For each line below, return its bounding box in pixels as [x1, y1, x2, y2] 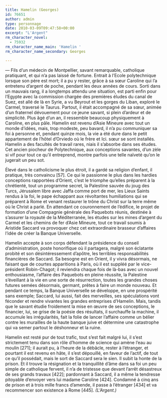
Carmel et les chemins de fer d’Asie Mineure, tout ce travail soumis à [5, 220, 146, 226]
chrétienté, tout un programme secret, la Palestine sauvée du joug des [5, 182, 150, 188]
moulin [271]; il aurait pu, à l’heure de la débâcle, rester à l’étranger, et [5, 345, 149, 351]
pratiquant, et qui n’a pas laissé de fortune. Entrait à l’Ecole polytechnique [5, 72, 157, 78]
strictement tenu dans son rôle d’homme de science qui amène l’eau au [5, 339, 152, 345]
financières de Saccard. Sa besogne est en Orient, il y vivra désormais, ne [5, 256, 158, 262]
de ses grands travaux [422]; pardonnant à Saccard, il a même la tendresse [5, 371, 161, 377]
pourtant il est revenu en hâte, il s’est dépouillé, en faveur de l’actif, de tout [5, 350, 159, 356]
